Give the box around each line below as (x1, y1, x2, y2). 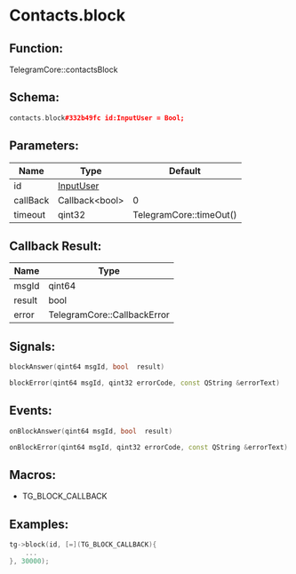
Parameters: (9, 139, 79, 154)
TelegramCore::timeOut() (132, 208, 237, 220)
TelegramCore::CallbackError (48, 308, 171, 321)
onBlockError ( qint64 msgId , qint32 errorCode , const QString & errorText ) (9, 442, 289, 451)
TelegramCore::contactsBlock (9, 64, 118, 75)
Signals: (9, 339, 56, 354)
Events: (9, 403, 52, 419)
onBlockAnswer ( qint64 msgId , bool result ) (9, 427, 173, 435)
